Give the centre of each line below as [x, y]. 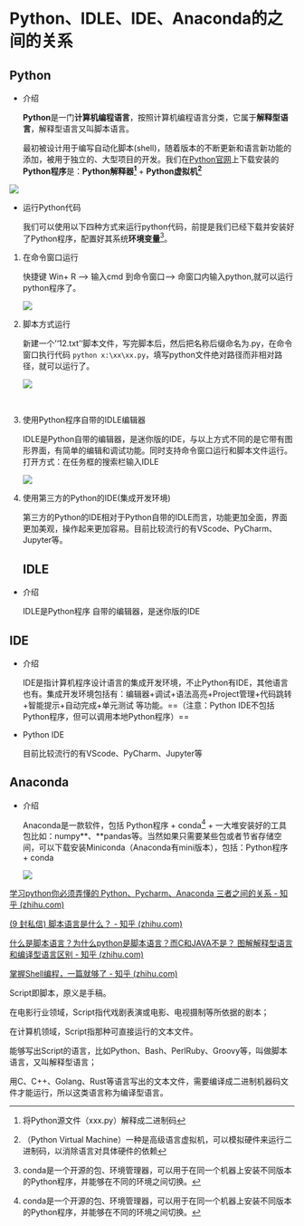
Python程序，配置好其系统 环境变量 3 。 [101, 237]
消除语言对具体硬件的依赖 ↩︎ [114, 1151]
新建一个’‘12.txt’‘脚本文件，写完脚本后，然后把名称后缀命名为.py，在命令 [157, 343]
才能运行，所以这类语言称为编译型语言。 [92, 1093]
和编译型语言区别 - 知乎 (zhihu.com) [77, 955]
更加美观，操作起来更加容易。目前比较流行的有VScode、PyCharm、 [150, 529]
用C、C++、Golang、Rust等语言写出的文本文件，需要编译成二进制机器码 [145, 1081]
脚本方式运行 [46, 324]
